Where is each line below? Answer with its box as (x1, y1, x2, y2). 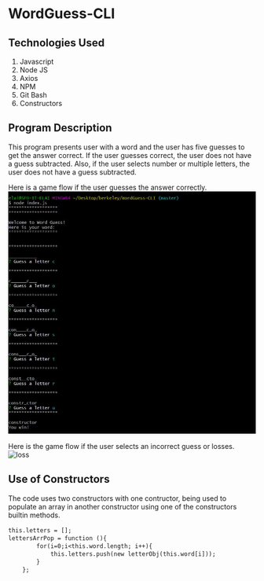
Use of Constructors (8, 473, 110, 486)
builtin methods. (8, 510, 60, 520)
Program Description (8, 121, 112, 134)
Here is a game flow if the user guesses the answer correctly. (8, 182, 207, 192)
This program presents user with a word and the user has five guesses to (8, 142, 245, 152)
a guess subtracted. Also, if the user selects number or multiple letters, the (8, 159, 250, 168)
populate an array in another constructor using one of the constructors (8, 502, 237, 511)
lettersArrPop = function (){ (8, 534, 108, 542)
